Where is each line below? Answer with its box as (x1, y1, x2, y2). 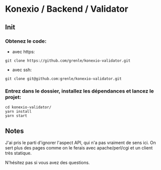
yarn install (5, 109, 32, 114)
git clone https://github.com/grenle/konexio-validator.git (5, 58, 131, 63)
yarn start (5, 114, 27, 119)
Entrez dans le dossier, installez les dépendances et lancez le (5, 87, 154, 94)
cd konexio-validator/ (5, 105, 52, 110)
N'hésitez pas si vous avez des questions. (5, 159, 90, 165)
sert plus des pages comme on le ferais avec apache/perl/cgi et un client (5, 145, 153, 150)
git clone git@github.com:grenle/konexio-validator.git (5, 76, 122, 81)
